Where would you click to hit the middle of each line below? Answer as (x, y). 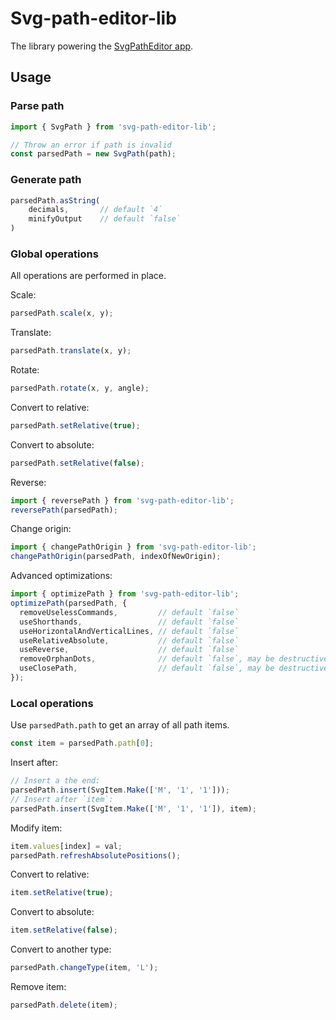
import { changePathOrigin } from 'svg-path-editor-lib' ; (133, 547)
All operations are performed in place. (88, 276)
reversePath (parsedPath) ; (64, 510)
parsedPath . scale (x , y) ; (62, 313)
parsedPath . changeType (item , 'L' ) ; (84, 968)
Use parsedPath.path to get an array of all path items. (120, 725)
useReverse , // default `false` (129, 650)
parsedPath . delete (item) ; (64, 1005)
